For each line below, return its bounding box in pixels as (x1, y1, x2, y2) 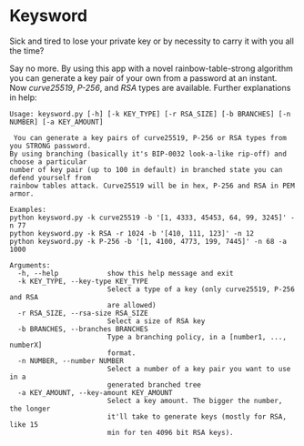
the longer (9, 404, 51, 413)
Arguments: (9, 260, 51, 269)
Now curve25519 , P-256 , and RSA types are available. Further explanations (9, 82, 291, 93)
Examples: (9, 205, 47, 214)
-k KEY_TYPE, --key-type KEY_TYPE (17, 277, 148, 286)
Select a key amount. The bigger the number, (106, 396, 283, 405)
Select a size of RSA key (106, 316, 206, 326)
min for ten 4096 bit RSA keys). (106, 428, 234, 437)
